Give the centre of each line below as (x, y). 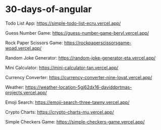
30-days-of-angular (49, 9)
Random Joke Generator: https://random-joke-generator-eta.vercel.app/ (80, 58)
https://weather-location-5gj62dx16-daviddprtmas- (78, 87)
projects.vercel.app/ (26, 92)
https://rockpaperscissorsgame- (98, 43)
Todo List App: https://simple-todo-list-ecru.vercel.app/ (63, 23)
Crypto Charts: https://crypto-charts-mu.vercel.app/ (60, 112)
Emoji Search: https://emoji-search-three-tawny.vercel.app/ (67, 102)
